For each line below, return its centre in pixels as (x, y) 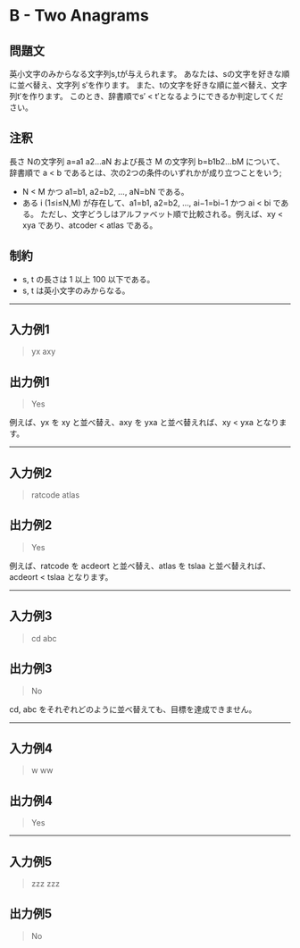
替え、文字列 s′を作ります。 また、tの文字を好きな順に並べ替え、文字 (160, 85)
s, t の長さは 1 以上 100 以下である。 (88, 279)
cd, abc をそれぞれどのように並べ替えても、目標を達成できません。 (133, 709)
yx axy (43, 352)
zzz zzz (46, 883)
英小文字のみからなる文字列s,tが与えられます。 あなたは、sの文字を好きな (146, 74)
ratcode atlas (55, 495)
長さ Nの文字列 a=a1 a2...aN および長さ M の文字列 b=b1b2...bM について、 (147, 161)
